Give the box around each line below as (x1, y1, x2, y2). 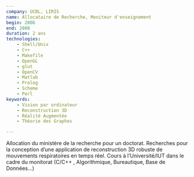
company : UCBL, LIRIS (6, 8, 60, 15)
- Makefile (17, 53, 44, 58)
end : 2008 (6, 25, 31, 31)
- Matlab (17, 74, 38, 80)
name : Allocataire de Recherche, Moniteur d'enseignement (6, 14, 152, 20)
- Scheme (17, 86, 38, 91)
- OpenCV (17, 69, 38, 75)
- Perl (17, 91, 33, 97)
